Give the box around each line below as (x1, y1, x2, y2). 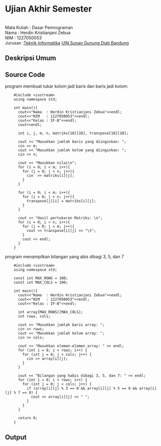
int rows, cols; (17, 314, 51, 319)
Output (5, 433, 27, 441)
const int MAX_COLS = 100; (14, 280, 68, 285)
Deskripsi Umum (5, 54, 57, 62)
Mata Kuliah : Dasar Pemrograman (5, 24, 73, 30)
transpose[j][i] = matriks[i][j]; (26, 199, 96, 204)
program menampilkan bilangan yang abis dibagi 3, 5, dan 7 (5, 254, 124, 260)
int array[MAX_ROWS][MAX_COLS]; (17, 310, 83, 315)
